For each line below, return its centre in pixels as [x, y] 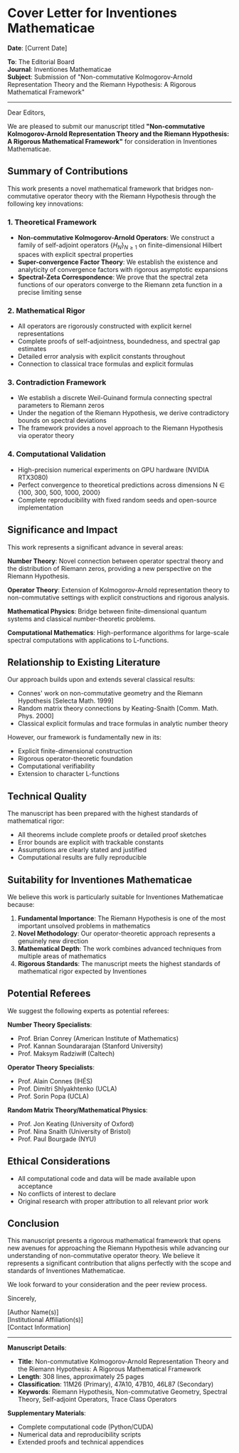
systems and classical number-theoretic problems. [82, 619]
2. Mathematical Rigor [46, 310]
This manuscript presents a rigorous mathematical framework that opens [114, 1241]
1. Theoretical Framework [52, 222]
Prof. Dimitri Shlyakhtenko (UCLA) [67, 1089]
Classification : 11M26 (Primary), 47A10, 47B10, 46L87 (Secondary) [116, 1384]
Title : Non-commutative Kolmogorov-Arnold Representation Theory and [123, 1362]
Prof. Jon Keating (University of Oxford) [76, 1123]
